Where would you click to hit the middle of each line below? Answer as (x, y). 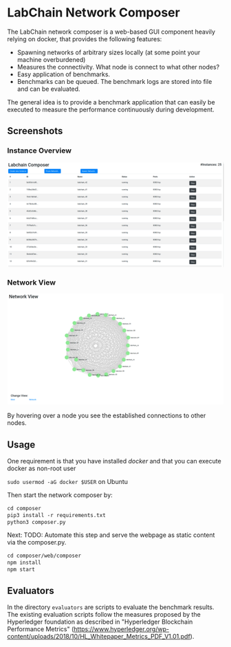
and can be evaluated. (48, 89)
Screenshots (35, 131)
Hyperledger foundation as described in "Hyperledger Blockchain (100, 622)
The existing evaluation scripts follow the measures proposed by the (104, 615)
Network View (32, 282)
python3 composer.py (37, 523)
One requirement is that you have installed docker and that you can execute (114, 461)
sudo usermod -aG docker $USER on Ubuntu (68, 482)
